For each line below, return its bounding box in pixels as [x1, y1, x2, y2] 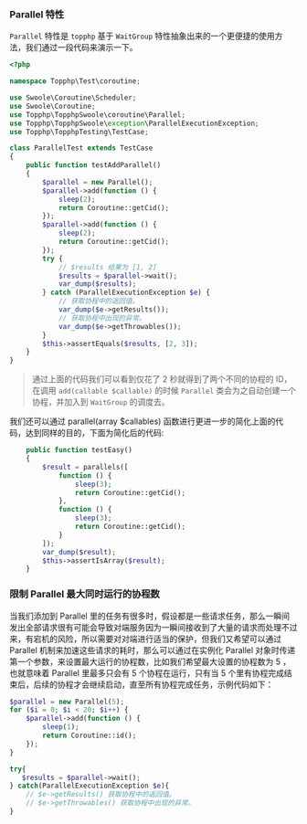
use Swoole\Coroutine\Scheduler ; [9, 93, 137, 102]
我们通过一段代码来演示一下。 [25, 42, 138, 53]
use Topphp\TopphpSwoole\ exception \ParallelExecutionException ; [9, 119, 259, 128]
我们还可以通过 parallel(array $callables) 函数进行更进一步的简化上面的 [9, 416, 276, 427]
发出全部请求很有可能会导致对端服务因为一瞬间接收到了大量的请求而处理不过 [9, 621, 298, 632]
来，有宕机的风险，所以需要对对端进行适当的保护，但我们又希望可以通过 [9, 633, 281, 644]
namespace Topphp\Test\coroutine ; [9, 77, 142, 86]
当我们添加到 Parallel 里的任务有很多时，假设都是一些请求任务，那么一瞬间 [9, 610, 291, 621]
